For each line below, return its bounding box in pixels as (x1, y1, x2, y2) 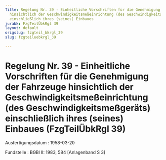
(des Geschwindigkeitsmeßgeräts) (5, 102, 151, 114)
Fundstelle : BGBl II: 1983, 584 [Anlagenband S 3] (5, 149, 105, 155)
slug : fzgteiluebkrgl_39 (5, 35, 56, 40)
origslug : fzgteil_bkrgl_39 (5, 30, 63, 35)
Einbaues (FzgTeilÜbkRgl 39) (5, 123, 126, 135)
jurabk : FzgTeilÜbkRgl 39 (5, 21, 58, 26)
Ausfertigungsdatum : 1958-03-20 (5, 139, 75, 146)
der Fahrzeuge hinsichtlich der (5, 81, 134, 93)
